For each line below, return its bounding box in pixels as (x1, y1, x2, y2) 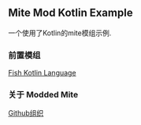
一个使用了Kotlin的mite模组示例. (8, 28, 112, 38)
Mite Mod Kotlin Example (8, 6, 133, 20)
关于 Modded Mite (8, 90, 79, 101)
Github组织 (8, 108, 44, 118)
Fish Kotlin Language (8, 68, 76, 78)
